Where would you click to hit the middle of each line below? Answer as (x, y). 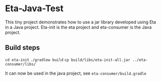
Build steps (23, 48)
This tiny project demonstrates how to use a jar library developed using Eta (81, 22)
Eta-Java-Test (34, 9)
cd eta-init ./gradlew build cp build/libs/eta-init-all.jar (68, 60)
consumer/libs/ (21, 64)
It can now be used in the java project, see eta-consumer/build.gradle (76, 73)
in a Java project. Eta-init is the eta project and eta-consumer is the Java (78, 27)
